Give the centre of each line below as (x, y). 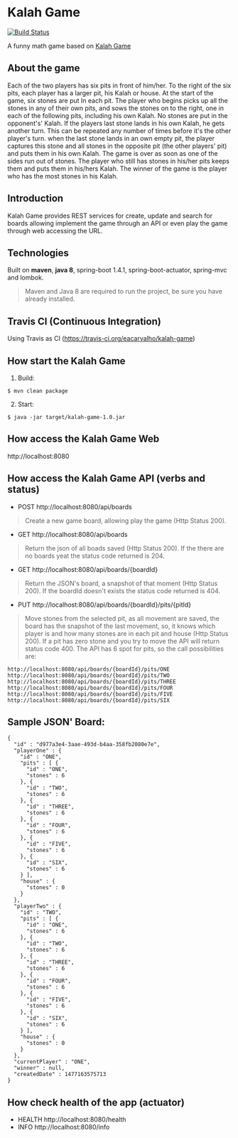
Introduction (36, 199)
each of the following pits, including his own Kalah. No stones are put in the (118, 115)
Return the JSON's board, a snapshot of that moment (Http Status (121, 583)
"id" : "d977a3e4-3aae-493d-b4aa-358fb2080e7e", (87, 745)
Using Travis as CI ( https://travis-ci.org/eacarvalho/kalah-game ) (101, 339)
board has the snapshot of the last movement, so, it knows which (120, 626)
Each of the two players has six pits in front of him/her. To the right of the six (119, 85)
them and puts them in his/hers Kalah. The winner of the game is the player (117, 169)
